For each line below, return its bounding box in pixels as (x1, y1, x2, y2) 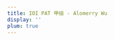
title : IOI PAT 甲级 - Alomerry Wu (7, 9, 108, 17)
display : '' (7, 16, 41, 23)
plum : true (7, 22, 39, 29)
